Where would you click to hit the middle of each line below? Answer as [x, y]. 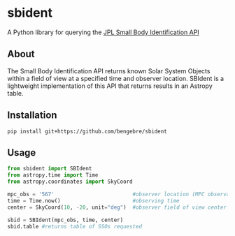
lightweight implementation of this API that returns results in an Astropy [110, 86]
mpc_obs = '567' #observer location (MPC [106, 194]
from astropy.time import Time [53, 175]
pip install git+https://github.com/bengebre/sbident [87, 131]
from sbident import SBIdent [50, 169]
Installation [32, 116]
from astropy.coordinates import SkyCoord [70, 182]
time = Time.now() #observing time [93, 200]
